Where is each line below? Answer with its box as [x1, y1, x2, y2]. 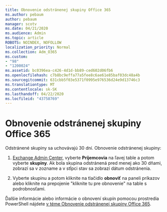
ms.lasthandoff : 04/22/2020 [5, 91, 64, 96]
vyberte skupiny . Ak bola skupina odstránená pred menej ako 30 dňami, [12, 160, 162, 166]
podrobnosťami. [12, 186, 46, 192]
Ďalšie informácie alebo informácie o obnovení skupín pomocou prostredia [5, 195, 159, 201]
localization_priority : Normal [5, 45, 71, 50]
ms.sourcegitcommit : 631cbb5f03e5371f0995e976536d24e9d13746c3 [5, 77, 140, 82]
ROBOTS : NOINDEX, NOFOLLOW [5, 40, 62, 45]
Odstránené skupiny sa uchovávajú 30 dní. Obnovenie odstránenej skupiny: [5, 145, 161, 151]
